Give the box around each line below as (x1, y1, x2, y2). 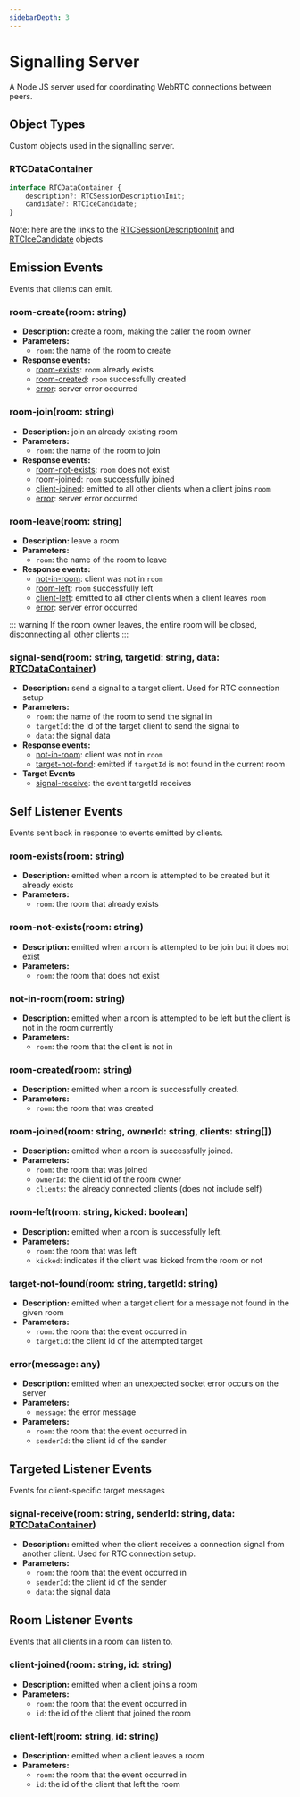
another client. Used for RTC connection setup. (21, 1548, 196, 1559)
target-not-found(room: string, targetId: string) (9, 1277, 219, 1289)
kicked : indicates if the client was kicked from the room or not (35, 1254, 263, 1265)
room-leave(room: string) (9, 515, 122, 527)
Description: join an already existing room (21, 426, 179, 437)
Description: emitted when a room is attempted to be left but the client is (21, 1013, 291, 1023)
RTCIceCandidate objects (9, 234, 104, 244)
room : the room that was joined (35, 1165, 148, 1176)
